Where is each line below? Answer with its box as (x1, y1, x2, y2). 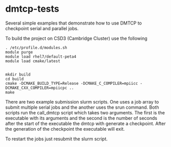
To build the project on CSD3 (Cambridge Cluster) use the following (5, 35, 148, 41)
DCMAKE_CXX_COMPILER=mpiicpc (5, 85, 67, 90)
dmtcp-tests (5, 3, 60, 15)
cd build (5, 76, 24, 82)
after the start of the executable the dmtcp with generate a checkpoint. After (5, 120, 166, 127)
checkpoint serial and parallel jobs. (5, 25, 79, 31)
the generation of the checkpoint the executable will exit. (5, 126, 125, 132)
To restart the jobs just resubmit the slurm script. (5, 136, 108, 142)
